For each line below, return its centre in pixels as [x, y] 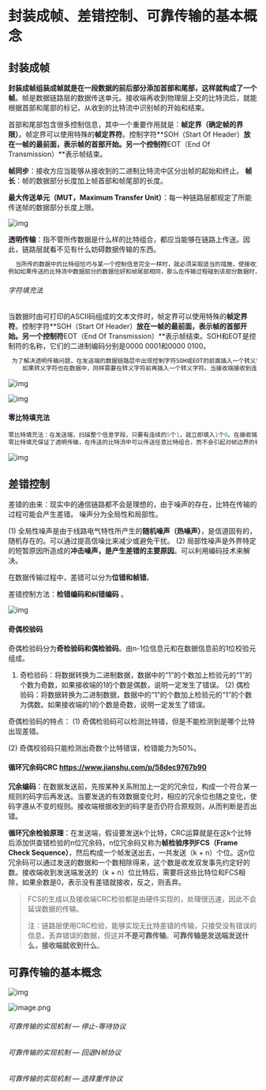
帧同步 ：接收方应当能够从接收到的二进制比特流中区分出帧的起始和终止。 [126, 171]
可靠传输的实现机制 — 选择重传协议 [66, 1078]
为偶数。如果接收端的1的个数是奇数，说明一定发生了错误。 [114, 704]
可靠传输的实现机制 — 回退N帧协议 [65, 1052]
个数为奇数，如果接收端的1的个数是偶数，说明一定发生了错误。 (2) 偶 [131, 684]
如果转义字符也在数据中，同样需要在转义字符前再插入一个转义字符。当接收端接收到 [137, 368]
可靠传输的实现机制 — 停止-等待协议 [67, 1026]
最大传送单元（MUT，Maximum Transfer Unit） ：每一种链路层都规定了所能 [130, 197]
